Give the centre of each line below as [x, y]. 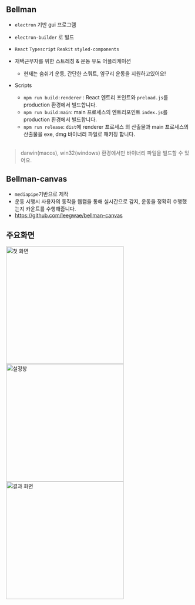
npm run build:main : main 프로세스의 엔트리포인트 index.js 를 [95, 112]
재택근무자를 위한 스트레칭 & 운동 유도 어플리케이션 [73, 61]
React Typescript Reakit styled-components [67, 49]
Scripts [23, 85]
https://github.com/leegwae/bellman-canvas [69, 215]
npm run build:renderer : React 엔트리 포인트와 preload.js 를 [96, 97]
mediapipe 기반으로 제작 [41, 194]
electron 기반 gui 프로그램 [45, 24]
